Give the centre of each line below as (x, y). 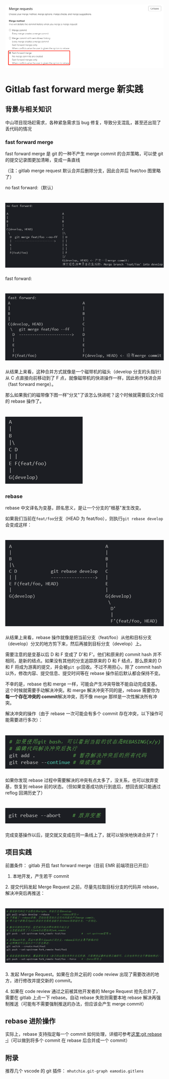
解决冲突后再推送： (25, 893)
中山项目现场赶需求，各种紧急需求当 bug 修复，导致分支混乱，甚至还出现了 (83, 122)
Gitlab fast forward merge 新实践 (74, 89)
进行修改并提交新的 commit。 (44, 980)
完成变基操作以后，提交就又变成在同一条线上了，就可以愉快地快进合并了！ (82, 835)
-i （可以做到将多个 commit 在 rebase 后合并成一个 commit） (68, 1040)
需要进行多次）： (26, 720)
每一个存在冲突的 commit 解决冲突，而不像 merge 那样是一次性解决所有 (79, 697)
